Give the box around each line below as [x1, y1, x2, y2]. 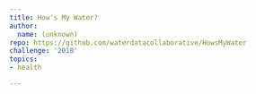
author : [9, 21, 39, 30]
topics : [9, 55, 39, 64]
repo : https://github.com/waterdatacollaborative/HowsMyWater [9, 38, 247, 47]
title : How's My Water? [9, 13, 99, 22]
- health [9, 64, 42, 73]
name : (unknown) [17, 30, 78, 38]
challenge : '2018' [9, 47, 78, 56]
